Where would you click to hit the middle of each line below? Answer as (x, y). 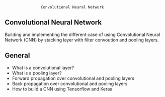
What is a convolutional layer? (43, 67)
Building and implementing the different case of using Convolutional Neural (82, 34)
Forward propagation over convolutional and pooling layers (73, 78)
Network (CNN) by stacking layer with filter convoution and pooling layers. (82, 39)
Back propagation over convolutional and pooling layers (70, 83)
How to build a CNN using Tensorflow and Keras (62, 89)
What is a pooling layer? (37, 73)
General (18, 56)
